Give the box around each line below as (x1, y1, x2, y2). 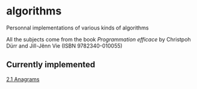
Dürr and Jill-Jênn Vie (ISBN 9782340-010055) (6, 42, 123, 49)
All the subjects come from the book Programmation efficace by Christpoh (6, 35, 191, 43)
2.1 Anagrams (6, 75, 40, 82)
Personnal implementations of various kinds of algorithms (6, 24, 149, 31)
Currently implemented (6, 60, 95, 70)
